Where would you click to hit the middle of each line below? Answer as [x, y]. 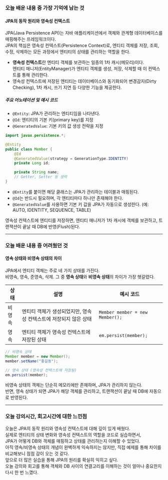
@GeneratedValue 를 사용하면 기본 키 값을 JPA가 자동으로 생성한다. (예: [80, 204]
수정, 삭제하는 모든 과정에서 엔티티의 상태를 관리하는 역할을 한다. [68, 52]
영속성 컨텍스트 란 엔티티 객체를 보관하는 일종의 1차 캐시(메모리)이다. [78, 62]
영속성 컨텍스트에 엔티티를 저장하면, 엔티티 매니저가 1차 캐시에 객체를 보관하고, [81, 220]
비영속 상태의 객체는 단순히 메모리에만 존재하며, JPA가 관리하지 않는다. [74, 385]
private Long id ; [32, 163]
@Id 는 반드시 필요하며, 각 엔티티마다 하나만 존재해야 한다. [68, 198]
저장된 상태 [34, 340]
